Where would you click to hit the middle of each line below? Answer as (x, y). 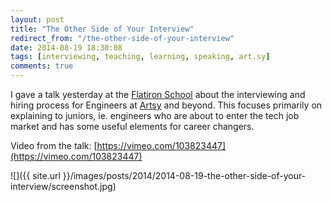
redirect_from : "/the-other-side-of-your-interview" (122, 38)
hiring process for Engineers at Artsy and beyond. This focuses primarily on (166, 105)
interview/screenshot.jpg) (63, 186)
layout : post (37, 19)
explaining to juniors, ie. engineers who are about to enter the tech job (155, 115)
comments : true (42, 66)
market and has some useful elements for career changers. (132, 126)
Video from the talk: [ (54, 145)
